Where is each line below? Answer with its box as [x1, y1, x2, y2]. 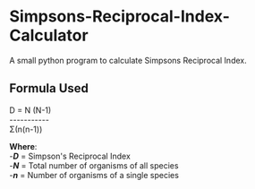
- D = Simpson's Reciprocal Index [9, 150, 132, 161]
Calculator [9, 25, 89, 46]
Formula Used [9, 81, 89, 96]
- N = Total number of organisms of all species [9, 159, 179, 171]
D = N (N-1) [9, 105, 52, 116]
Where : [9, 141, 38, 151]
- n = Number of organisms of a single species [9, 169, 179, 180]
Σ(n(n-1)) [9, 124, 43, 134]
